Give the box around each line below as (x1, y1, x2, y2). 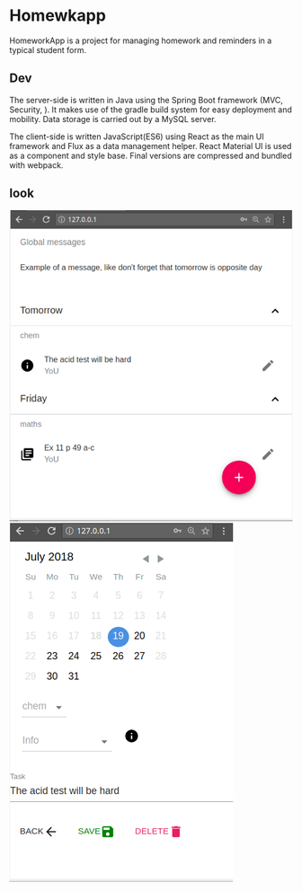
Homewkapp (9, 5, 106, 26)
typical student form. (9, 44, 87, 55)
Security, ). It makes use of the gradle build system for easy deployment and (9, 104, 292, 115)
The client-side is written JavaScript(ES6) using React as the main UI (9, 131, 265, 142)
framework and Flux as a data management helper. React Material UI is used (9, 140, 292, 151)
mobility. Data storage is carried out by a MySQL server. (9, 113, 218, 124)
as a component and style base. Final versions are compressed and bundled (9, 150, 292, 161)
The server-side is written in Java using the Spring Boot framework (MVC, (9, 94, 283, 105)
